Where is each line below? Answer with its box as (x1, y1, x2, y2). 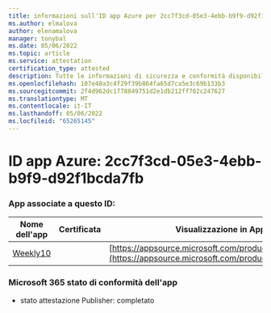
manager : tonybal (8, 34, 67, 43)
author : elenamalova (8, 27, 78, 35)
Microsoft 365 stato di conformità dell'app (8, 277, 178, 288)
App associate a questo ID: (8, 197, 115, 209)
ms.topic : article (8, 49, 70, 57)
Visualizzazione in (175, 224, 248, 235)
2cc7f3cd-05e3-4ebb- (104, 152, 262, 171)
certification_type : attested (8, 65, 110, 73)
